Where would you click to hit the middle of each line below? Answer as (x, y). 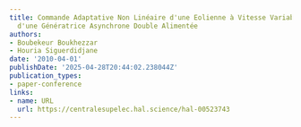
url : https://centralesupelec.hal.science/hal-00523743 (124, 109)
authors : (26, 34)
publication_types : (46, 76)
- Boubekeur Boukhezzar (54, 42)
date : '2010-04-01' (46, 59)
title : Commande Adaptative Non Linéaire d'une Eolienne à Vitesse (138, 17)
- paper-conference (46, 84)
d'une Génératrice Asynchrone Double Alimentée (108, 26)
